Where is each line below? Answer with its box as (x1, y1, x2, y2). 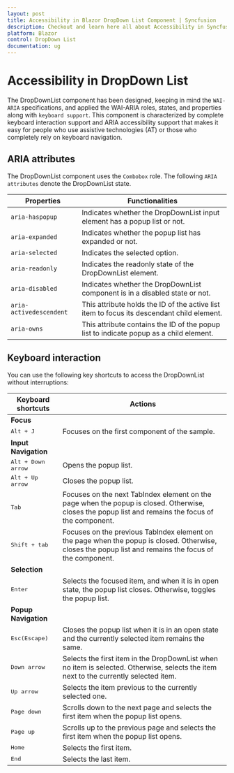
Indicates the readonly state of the (81, 259, 194, 269)
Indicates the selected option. (81, 247, 179, 257)
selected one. (62, 691, 107, 701)
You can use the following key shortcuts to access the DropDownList (7, 370, 205, 379)
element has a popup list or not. (81, 216, 185, 226)
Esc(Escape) (10, 635, 49, 642)
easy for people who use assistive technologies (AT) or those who (7, 125, 197, 133)
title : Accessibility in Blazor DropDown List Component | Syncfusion (7, 17, 217, 24)
